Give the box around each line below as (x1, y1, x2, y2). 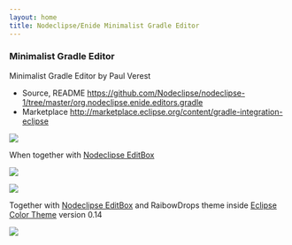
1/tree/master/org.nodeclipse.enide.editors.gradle (21, 96, 204, 107)
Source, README (21, 88, 86, 98)
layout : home (9, 12, 58, 22)
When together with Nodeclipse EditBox (9, 149, 155, 160)
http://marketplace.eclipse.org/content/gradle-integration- (69, 106, 283, 117)
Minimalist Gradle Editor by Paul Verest (9, 70, 151, 80)
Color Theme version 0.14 (9, 209, 103, 219)
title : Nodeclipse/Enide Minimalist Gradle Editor (9, 21, 200, 30)
